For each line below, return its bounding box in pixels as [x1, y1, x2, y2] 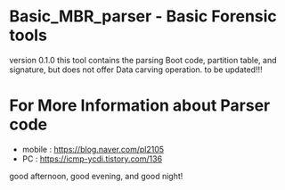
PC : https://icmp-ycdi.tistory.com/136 [21, 153, 163, 164]
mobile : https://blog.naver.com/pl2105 [21, 144, 165, 154]
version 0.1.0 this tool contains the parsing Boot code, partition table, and [9, 54, 278, 65]
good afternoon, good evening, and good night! [9, 170, 183, 181]
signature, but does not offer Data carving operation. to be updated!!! [9, 64, 263, 75]
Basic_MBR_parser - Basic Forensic [9, 6, 278, 27]
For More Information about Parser [9, 95, 271, 116]
